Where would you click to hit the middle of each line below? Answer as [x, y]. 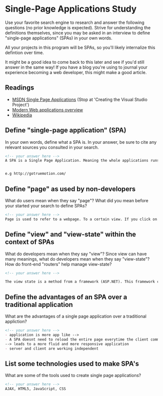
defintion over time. [24, 53]
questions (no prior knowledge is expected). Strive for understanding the [78, 27]
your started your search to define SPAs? [46, 206]
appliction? [16, 321]
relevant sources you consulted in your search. [52, 147]
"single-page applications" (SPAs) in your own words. [59, 38]
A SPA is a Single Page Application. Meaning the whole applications [77, 161]
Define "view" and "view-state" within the [71, 235]
